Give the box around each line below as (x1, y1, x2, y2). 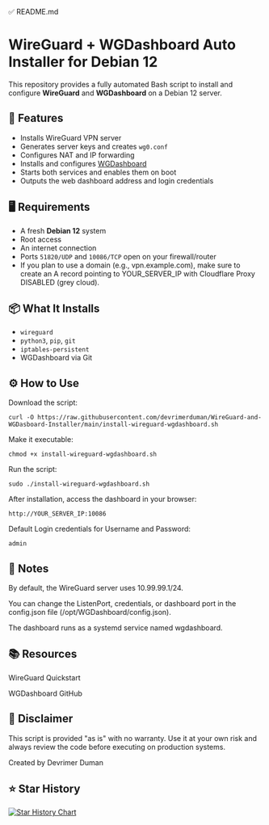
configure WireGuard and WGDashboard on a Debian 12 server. (8, 88, 222, 98)
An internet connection (19, 242, 97, 253)
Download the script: (8, 398, 78, 407)
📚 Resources (8, 647, 78, 661)
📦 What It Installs (8, 301, 100, 315)
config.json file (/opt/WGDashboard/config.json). (8, 608, 171, 617)
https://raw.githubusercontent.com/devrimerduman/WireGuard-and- (37, 414, 263, 422)
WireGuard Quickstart (8, 672, 81, 682)
